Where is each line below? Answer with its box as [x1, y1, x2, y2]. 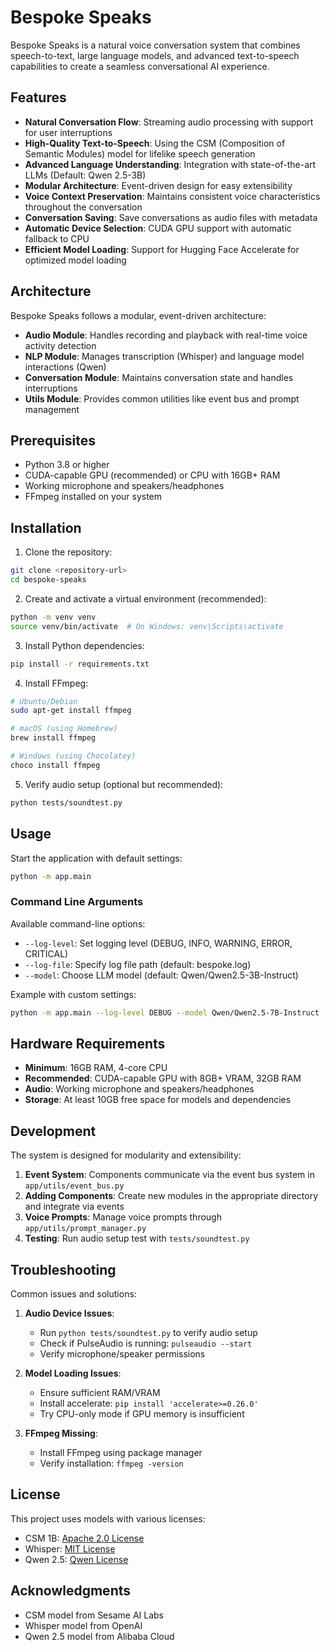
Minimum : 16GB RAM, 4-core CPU [24, 1062, 168, 1074]
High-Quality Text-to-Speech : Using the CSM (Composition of [24, 137, 286, 149]
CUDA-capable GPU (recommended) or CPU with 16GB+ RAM [24, 469, 281, 481]
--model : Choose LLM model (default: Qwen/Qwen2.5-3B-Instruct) [24, 969, 299, 981]
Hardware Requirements [10, 1035, 166, 1052]
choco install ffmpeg [10, 760, 101, 770]
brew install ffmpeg [10, 733, 97, 743]
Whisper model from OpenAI [24, 1619, 143, 1631]
